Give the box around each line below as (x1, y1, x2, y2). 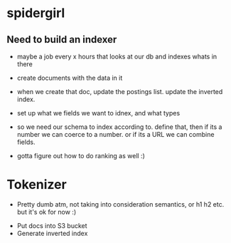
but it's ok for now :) (16, 207, 76, 216)
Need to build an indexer (6, 33, 117, 46)
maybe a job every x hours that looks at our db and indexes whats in (16, 52, 217, 61)
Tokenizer (6, 177, 67, 193)
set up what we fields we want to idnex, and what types (16, 109, 181, 117)
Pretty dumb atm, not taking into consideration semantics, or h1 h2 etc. (16, 200, 225, 208)
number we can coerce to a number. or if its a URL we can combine (16, 130, 215, 138)
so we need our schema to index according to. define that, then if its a (16, 123, 222, 131)
